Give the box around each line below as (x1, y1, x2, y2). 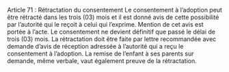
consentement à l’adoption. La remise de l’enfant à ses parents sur (7, 49, 194, 58)
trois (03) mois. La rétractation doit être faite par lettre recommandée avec (7, 35, 217, 43)
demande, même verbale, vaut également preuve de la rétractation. (7, 57, 197, 64)
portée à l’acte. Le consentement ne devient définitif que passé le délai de (7, 27, 216, 36)
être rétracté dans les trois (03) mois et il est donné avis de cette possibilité (7, 13, 219, 21)
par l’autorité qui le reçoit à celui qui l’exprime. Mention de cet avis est (7, 21, 204, 28)
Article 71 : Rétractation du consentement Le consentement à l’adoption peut (7, 6, 222, 14)
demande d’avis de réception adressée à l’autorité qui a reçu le (7, 43, 184, 50)
